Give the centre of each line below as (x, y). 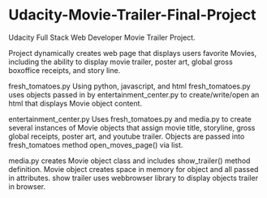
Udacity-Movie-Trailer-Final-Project (133, 15)
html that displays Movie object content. (75, 103)
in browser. (27, 186)
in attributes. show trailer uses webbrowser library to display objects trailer (133, 178)
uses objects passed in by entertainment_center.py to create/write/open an (134, 94)
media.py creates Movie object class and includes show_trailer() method (129, 161)
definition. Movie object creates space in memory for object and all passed (133, 169)
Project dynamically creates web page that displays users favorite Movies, (133, 53)
